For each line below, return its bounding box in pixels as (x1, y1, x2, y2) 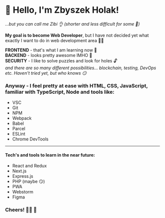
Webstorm (12, 189, 33, 195)
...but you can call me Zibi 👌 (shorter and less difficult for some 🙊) (5, 21, 140, 27)
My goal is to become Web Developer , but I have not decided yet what (5, 32, 149, 38)
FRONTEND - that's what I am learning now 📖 (5, 47, 97, 53)
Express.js (12, 173, 33, 179)
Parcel (12, 126, 26, 132)
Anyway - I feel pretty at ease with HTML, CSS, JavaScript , (5, 82, 148, 89)
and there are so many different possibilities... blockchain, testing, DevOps (5, 65, 156, 71)
